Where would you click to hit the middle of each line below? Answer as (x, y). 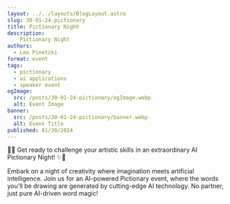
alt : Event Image (39, 104)
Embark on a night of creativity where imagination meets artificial (101, 171)
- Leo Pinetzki (36, 53)
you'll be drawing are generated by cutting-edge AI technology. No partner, (116, 186)
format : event (28, 59)
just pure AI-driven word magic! (53, 194)
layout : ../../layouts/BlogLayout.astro (67, 14)
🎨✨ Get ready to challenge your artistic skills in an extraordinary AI (102, 150)
